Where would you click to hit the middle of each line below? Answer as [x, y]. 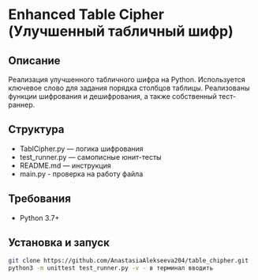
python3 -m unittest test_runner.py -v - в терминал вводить [111, 268]
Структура [36, 129]
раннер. [22, 105]
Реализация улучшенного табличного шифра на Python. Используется [127, 79]
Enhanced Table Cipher [86, 15]
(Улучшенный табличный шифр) [121, 31]
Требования [39, 199]
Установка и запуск [59, 243]
